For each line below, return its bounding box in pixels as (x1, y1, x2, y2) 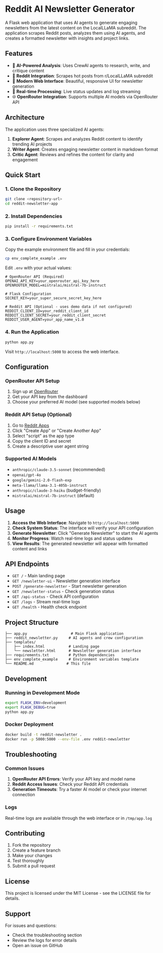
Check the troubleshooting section (12, 932, 82, 938)
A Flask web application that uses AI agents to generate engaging (5, 20, 138, 25)
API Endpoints (5, 560, 49, 568)
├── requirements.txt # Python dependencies (5, 653, 115, 658)
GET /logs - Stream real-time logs (12, 599, 80, 605)
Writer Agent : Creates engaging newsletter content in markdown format (12, 146, 158, 152)
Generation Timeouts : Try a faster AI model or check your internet (12, 786, 147, 792)
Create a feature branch (12, 847, 61, 853)
